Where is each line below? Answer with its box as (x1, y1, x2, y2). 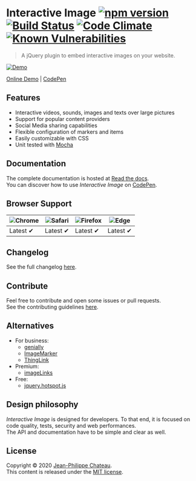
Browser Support (6, 198, 73, 209)
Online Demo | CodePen (6, 75, 67, 82)
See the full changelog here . (6, 263, 77, 270)
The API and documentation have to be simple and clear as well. (6, 428, 166, 436)
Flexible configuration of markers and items (15, 128, 124, 136)
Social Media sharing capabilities (15, 122, 98, 129)
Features (6, 93, 41, 103)
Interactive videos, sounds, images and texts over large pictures (15, 109, 175, 116)
